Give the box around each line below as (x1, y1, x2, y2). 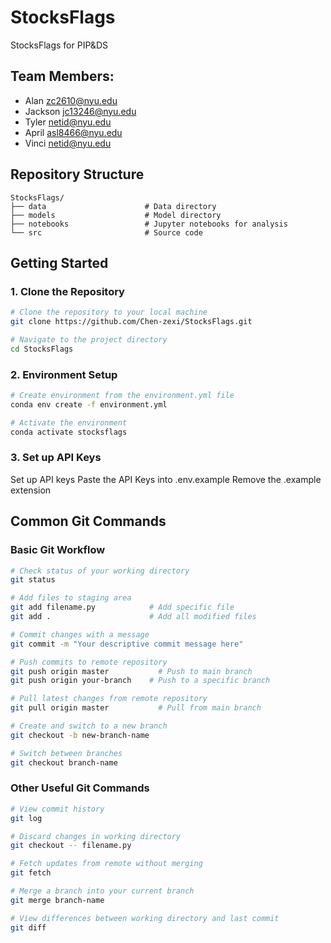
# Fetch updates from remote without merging (10, 859, 203, 869)
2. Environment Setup (10, 367, 118, 381)
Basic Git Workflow (10, 543, 106, 557)
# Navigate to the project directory (10, 335, 168, 345)
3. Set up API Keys (10, 451, 102, 465)
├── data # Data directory (10, 201, 217, 211)
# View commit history (10, 804, 105, 814)
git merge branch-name (10, 895, 105, 905)
